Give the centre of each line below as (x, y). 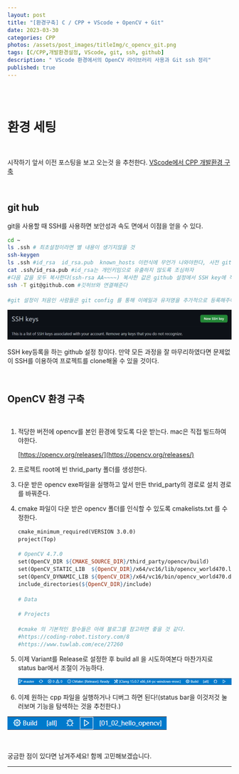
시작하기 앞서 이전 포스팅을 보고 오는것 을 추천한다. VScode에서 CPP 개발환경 (115, 162)
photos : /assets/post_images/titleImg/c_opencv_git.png (92, 45)
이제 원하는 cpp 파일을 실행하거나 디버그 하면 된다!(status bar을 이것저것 (119, 697)
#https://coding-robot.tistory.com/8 (74, 637)
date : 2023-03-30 (33, 30)
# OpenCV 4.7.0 (40, 554)
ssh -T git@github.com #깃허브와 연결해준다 (68, 285)
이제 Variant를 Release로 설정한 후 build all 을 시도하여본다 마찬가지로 (115, 659)
